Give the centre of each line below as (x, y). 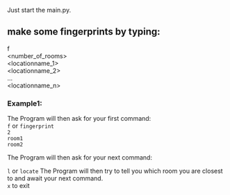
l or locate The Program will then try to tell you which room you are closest (115, 171)
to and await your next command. (55, 178)
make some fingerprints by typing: (84, 32)
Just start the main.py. (39, 10)
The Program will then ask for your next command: (80, 158)
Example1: (25, 103)
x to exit (18, 186)
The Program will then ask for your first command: (79, 119)
